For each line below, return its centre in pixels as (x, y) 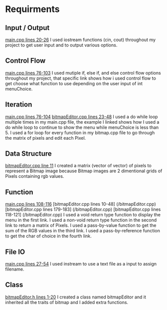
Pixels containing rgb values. (35, 176)
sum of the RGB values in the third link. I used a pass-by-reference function (83, 231)
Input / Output (27, 28)
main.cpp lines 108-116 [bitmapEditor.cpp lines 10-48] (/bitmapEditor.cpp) (81, 204)
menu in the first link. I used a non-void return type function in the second (81, 220)
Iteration (19, 104)
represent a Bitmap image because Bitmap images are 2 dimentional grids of (84, 171)
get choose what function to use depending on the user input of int (74, 83)
